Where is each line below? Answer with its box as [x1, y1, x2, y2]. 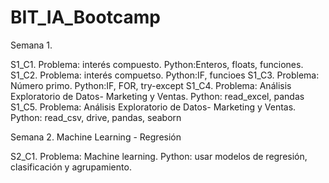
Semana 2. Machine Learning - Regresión [10, 131, 182, 143]
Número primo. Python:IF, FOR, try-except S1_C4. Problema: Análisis [10, 79, 292, 91]
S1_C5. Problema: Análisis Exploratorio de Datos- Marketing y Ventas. [10, 101, 297, 113]
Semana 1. [10, 39, 53, 51]
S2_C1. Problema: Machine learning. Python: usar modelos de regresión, [10, 150, 308, 162]
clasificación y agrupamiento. [10, 161, 132, 173]
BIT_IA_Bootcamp [10, 6, 161, 29]
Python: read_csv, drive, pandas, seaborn [10, 111, 182, 123]
